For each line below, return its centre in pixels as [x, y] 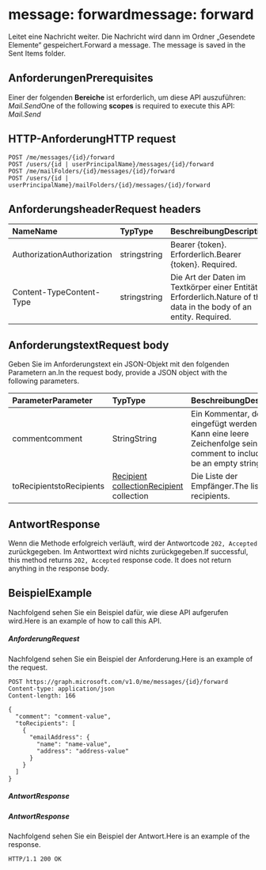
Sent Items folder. [37, 53]
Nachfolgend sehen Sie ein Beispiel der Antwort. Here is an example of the [129, 836]
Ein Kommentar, [220, 414]
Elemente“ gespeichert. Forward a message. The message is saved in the [127, 44]
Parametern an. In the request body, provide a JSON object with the [118, 373]
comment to [213, 454]
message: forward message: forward [131, 15]
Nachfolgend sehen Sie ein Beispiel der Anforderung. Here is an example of [131, 659]
